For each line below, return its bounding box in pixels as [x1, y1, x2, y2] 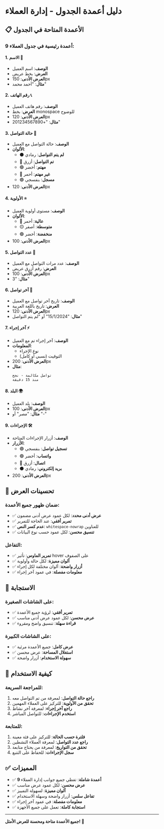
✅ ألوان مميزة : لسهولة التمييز [12, 787, 66, 794]
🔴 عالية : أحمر [19, 218, 44, 224]
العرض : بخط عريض [12, 70, 48, 76]
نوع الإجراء [19, 348, 39, 354]
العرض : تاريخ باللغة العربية [12, 303, 60, 309]
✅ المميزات [5, 764, 37, 772]
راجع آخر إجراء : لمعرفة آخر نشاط [12, 705, 72, 711]
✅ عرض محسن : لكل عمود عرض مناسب [12, 782, 85, 788]
